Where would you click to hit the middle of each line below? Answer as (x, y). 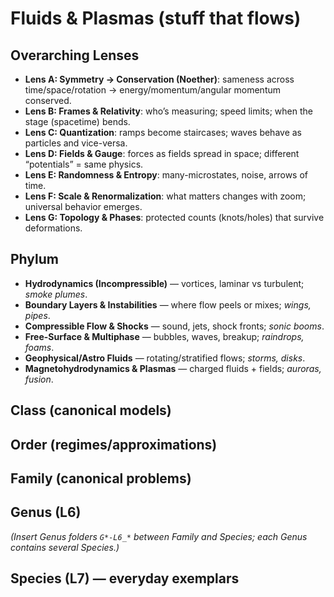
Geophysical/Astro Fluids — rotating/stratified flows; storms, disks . (165, 358)
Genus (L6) (46, 512)
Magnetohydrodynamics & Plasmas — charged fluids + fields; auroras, (173, 368)
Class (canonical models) (91, 410)
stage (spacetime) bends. (77, 121)
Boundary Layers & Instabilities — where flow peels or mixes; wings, (168, 304)
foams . (39, 347)
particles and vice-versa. (76, 143)
